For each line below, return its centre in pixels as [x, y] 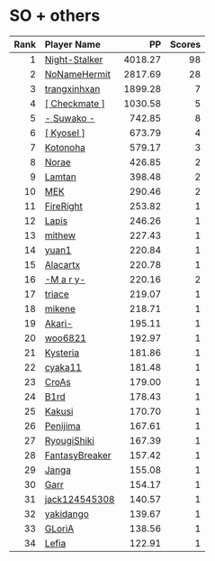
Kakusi [59, 411]
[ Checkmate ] [75, 103]
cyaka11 [63, 367]
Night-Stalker [74, 60]
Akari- [59, 323]
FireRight [64, 206]
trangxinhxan [72, 88]
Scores [185, 44]
